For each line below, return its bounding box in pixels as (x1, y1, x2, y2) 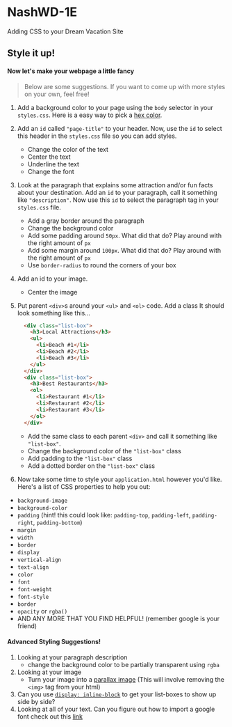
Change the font (27, 167, 74, 175)
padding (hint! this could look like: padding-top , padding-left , (17, 510, 191, 519)
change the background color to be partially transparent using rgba (27, 660, 220, 669)
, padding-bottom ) (33, 518, 83, 526)
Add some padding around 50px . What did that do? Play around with (27, 231, 222, 240)
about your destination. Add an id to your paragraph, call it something (17, 188, 217, 196)
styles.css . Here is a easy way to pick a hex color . (17, 111, 163, 119)
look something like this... (17, 308, 90, 317)
